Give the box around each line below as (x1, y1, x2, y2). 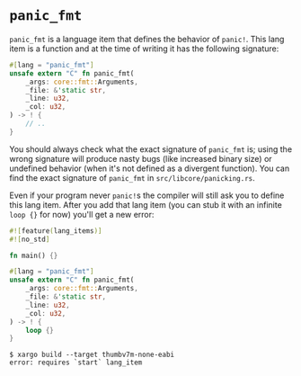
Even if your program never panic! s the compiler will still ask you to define (9, 190, 285, 201)
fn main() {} (9, 251, 58, 260)
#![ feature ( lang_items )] (9, 226, 102, 236)
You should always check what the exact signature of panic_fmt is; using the (9, 143, 293, 155)
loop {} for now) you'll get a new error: (9, 209, 155, 219)
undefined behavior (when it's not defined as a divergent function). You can (9, 163, 290, 174)
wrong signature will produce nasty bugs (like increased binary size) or (9, 153, 272, 164)
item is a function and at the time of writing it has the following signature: (9, 43, 279, 54)
